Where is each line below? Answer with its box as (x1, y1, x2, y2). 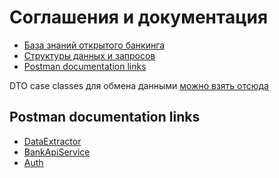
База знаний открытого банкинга (23, 39, 166, 51)
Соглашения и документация (9, 6, 269, 29)
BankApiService (23, 146, 91, 158)
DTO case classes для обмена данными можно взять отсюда (9, 79, 269, 91)
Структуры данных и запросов (23, 49, 156, 61)
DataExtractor (23, 135, 82, 147)
